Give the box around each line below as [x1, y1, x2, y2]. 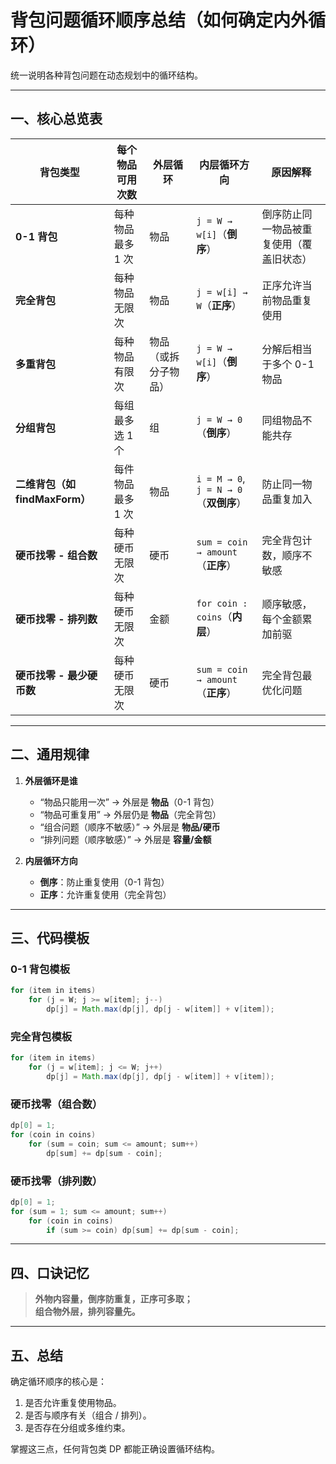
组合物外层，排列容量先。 [34, 1306, 141, 1318]
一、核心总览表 [10, 111, 103, 128]
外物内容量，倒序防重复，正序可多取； [34, 1293, 193, 1305]
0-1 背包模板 [10, 962, 71, 976]
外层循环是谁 [24, 774, 78, 786]
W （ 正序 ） [196, 298, 242, 312]
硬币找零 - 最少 [15, 668, 88, 682]
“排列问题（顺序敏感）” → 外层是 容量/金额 [39, 833, 212, 845]
